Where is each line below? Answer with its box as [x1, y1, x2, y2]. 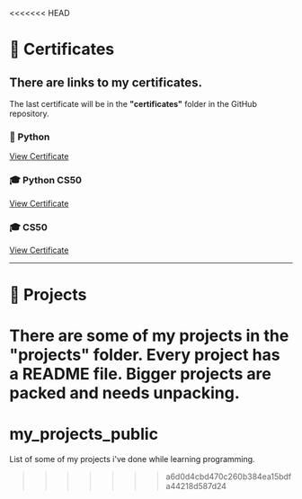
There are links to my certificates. [9, 75, 202, 90]
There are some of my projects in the [9, 325, 289, 346]
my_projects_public [9, 424, 159, 444]
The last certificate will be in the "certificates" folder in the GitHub [9, 99, 258, 109]
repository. [9, 108, 49, 119]
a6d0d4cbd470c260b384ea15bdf [165, 471, 292, 482]
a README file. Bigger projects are [9, 364, 271, 385]
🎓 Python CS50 [9, 174, 83, 187]
